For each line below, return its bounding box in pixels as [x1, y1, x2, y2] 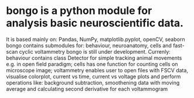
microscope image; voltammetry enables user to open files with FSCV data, [6, 66, 189, 73]
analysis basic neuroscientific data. [6, 16, 183, 30]
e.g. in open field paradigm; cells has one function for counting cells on [6, 60, 178, 68]
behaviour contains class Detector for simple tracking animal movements [6, 54, 182, 61]
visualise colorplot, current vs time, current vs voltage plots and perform [6, 73, 181, 80]
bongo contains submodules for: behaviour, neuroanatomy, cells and [6, 42, 172, 49]
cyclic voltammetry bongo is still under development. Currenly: [19, 48, 171, 55]
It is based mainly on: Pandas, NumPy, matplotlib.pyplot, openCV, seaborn [6, 36, 185, 43]
